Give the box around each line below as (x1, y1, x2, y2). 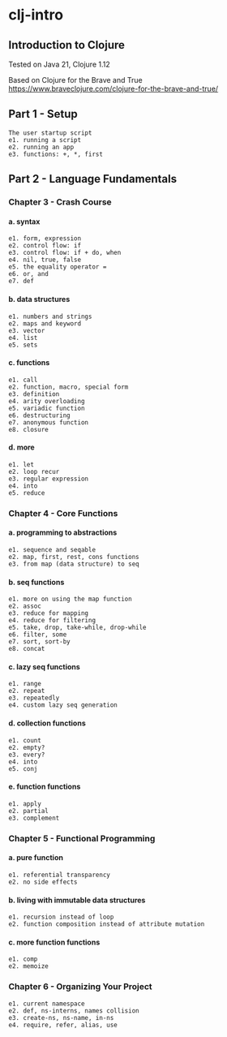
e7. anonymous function (8, 418, 89, 427)
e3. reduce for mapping (8, 609, 89, 617)
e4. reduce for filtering (8, 617, 96, 625)
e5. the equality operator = (8, 263, 107, 271)
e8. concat (8, 645, 45, 653)
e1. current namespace (8, 1000, 85, 1008)
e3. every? (8, 751, 45, 759)
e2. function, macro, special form (8, 383, 129, 391)
